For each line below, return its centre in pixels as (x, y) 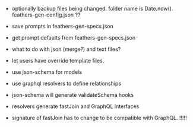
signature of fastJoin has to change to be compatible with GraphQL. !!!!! (99, 118)
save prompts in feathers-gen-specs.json (63, 26)
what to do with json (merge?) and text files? (66, 49)
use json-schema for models (47, 72)
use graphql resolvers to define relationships (67, 83)
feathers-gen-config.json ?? (46, 15)
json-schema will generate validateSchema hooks (73, 95)
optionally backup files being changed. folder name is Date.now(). (92, 9)
